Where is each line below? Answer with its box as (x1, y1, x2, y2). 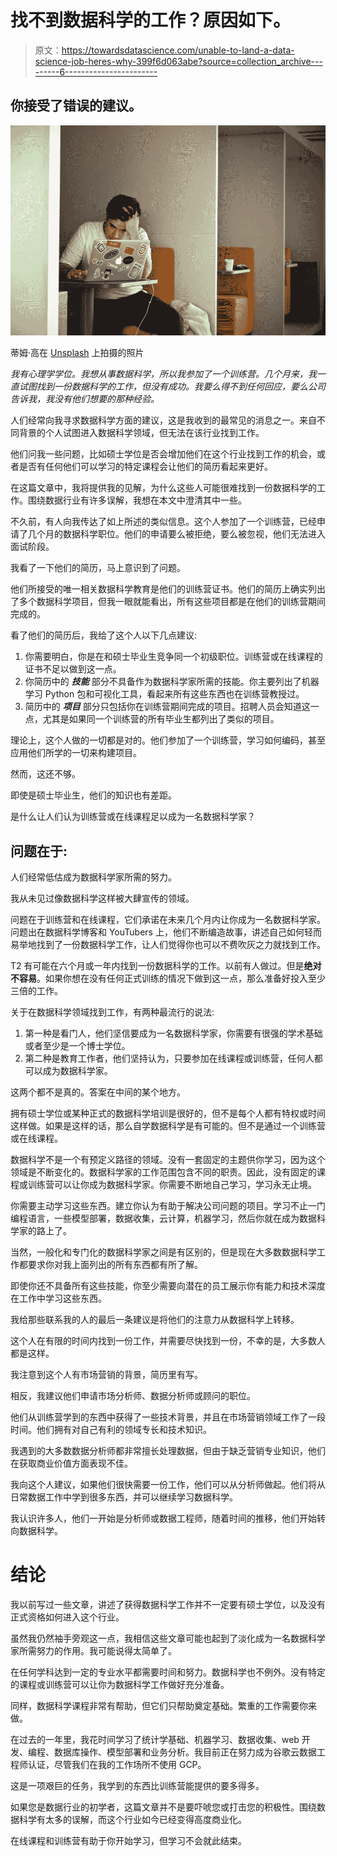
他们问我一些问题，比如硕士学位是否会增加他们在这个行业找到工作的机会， (10, 448, 317, 460)
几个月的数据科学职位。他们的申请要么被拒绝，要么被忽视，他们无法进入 (27, 528, 326, 540)
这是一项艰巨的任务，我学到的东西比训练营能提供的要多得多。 (10, 1780, 265, 1792)
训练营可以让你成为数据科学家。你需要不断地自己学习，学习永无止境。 (27, 1179, 317, 1191)
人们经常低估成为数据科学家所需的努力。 (10, 871, 177, 883)
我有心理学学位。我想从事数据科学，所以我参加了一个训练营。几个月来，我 (10, 368, 317, 380)
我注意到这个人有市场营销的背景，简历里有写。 (10, 1369, 203, 1381)
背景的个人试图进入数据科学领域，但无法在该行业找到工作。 (18, 427, 265, 439)
